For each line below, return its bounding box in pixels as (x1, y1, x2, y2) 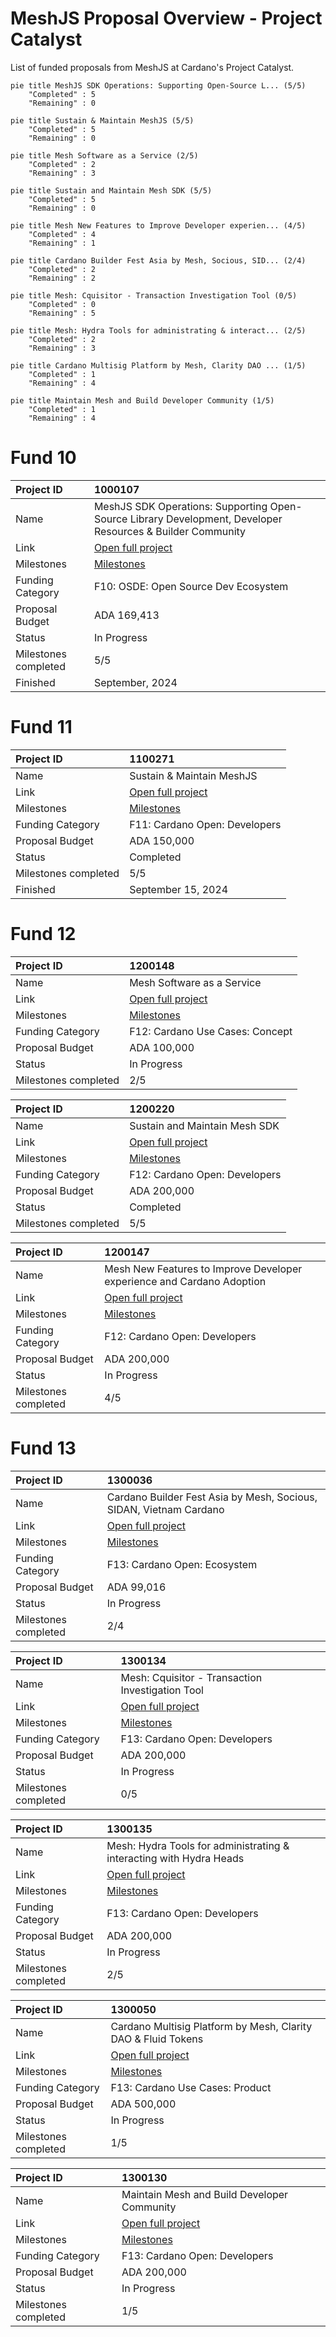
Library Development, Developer (129, 512, 283, 526)
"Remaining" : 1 (28, 238, 97, 248)
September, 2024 (93, 675, 178, 689)
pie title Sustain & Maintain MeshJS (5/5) (10, 115, 195, 126)
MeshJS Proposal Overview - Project (10, 7, 323, 30)
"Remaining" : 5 (28, 308, 97, 318)
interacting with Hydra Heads (106, 1851, 245, 1865)
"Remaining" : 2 (28, 273, 97, 283)
